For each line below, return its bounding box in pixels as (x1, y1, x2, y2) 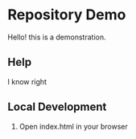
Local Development (7, 100, 107, 114)
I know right (7, 76, 47, 86)
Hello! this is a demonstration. (7, 32, 106, 42)
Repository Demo (7, 6, 126, 24)
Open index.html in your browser (19, 121, 128, 131)
